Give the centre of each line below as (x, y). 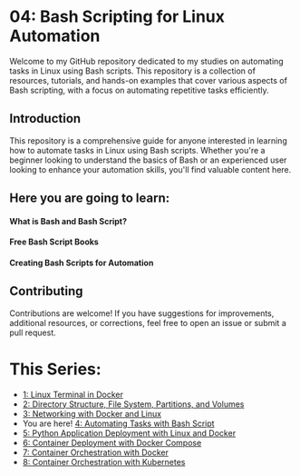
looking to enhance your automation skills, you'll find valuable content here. (150, 169)
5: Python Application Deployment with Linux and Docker (129, 432)
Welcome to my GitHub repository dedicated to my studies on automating (146, 61)
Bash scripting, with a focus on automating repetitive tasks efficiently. (139, 90)
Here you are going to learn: (90, 198)
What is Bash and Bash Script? (68, 221)
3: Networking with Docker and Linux (92, 413)
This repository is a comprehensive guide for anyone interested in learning (148, 140)
